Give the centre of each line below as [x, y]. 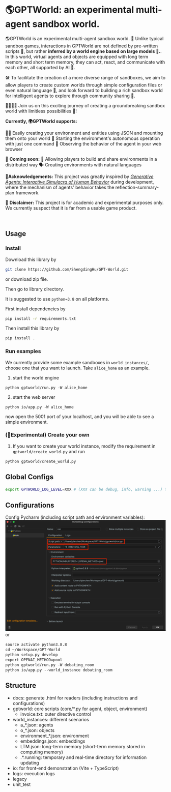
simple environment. [27, 422]
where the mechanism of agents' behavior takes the [60, 187]
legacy [20, 779]
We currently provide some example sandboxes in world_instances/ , [77, 362]
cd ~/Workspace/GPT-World [33, 650]
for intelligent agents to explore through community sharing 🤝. [70, 96]
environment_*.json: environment [54, 736]
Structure [21, 685]
